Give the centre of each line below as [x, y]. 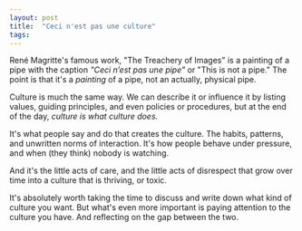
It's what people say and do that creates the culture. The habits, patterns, [146, 134]
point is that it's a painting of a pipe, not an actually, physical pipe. [133, 80]
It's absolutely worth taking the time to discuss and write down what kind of [151, 198]
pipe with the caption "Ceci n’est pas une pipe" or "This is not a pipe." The [148, 70]
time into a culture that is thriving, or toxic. [88, 180]
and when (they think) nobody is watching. [89, 153]
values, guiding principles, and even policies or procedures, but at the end [148, 107]
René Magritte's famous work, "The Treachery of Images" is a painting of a [150, 61]
